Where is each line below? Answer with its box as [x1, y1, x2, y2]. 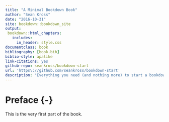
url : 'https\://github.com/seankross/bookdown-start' [5, 68, 121, 73]
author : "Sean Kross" [5, 12, 51, 17]
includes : [12, 36, 33, 41]
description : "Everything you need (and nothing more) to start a [5, 73, 147, 78]
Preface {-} [5, 94, 53, 106]
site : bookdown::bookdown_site [5, 21, 71, 27]
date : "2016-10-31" [5, 17, 46, 22]
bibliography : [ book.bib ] [5, 49, 59, 54]
